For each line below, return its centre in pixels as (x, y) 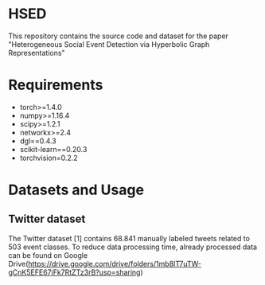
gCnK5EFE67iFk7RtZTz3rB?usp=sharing (74, 272)
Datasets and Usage (76, 190)
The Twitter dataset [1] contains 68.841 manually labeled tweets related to (129, 238)
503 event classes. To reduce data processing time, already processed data (132, 247)
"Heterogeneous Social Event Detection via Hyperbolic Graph (109, 44)
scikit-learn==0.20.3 (53, 149)
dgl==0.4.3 (38, 141)
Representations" (37, 53)
